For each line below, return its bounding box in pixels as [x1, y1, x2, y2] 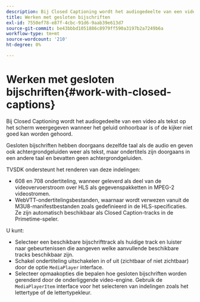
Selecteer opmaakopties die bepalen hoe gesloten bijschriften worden [14, 270, 187, 277]
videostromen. [14, 190, 51, 197]
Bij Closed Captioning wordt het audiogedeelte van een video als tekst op [6, 117, 186, 125]
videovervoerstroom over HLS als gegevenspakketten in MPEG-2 [14, 184, 174, 191]
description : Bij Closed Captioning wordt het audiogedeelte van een [6, 8, 183, 15]
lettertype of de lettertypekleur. [14, 289, 92, 296]
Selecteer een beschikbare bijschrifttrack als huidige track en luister [14, 238, 182, 246]
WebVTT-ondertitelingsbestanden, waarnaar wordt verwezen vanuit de [14, 196, 189, 203]
